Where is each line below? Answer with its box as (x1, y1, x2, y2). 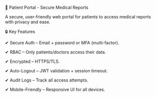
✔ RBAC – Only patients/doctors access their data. (5, 49, 106, 55)
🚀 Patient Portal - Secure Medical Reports (5, 5, 88, 10)
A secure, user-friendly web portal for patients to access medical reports (5, 14, 151, 19)
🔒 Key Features (5, 29, 35, 34)
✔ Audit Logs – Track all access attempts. (5, 77, 88, 83)
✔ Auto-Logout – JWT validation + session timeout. (5, 68, 108, 73)
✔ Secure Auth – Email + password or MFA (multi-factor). (5, 40, 120, 45)
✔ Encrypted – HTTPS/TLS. (5, 58, 60, 64)
